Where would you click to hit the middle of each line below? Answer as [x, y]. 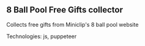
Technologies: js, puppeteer [42, 36]
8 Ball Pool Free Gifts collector [65, 10]
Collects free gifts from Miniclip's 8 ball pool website [72, 24]
